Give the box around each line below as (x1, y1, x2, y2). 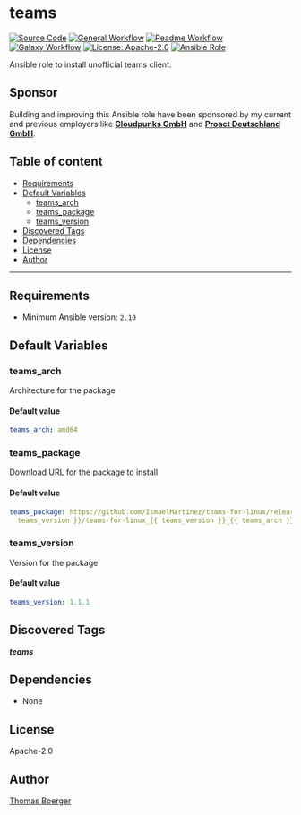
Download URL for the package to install (9, 467, 159, 477)
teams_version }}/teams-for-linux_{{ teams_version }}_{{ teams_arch (17, 516, 282, 525)
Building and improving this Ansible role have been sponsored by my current (9, 108, 291, 119)
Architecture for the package (9, 385, 116, 396)
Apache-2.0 (9, 746, 54, 757)
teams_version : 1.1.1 (9, 597, 90, 606)
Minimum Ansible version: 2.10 (21, 312, 137, 322)
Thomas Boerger (9, 795, 72, 806)
